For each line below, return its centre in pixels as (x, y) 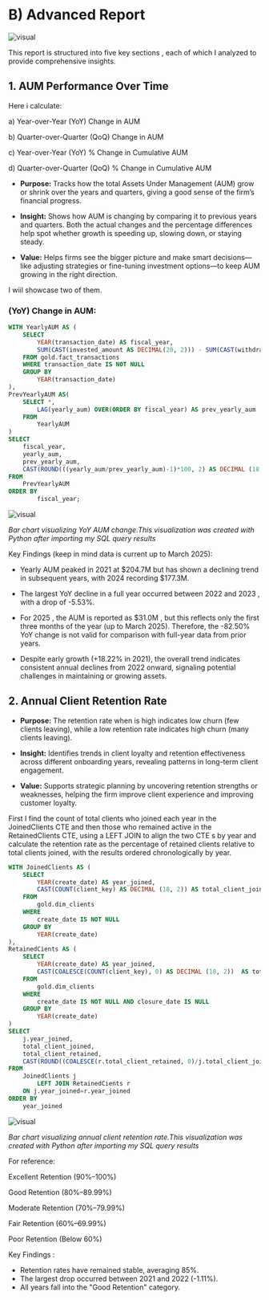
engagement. (42, 770)
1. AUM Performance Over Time (89, 86)
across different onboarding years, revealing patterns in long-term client (139, 761)
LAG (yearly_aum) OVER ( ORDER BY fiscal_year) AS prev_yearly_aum (147, 410)
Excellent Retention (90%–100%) (62, 1176)
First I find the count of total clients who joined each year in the (112, 818)
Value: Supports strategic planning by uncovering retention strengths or (139, 785)
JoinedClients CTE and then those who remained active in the (110, 827)
